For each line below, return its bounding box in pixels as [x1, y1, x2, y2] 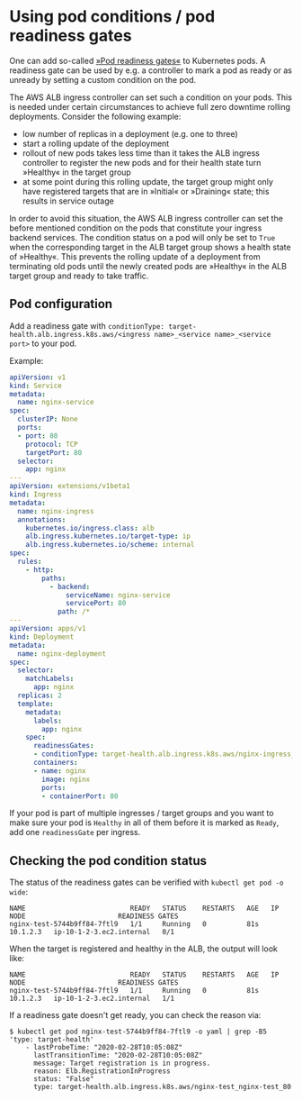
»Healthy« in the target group [22, 167, 132, 177]
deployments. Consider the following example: [9, 111, 182, 122]
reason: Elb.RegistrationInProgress [32, 1067, 171, 1076]
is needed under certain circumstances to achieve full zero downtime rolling [9, 101, 290, 112]
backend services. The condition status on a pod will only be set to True [9, 232, 276, 242]
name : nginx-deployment [17, 649, 106, 659]
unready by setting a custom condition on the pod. [9, 74, 197, 85]
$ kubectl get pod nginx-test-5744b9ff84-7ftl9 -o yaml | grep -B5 [9, 1027, 268, 1037]
